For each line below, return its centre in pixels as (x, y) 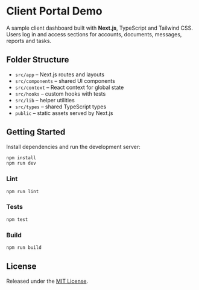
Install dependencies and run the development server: (73, 147)
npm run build (24, 247)
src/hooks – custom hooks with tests (60, 94)
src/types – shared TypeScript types (61, 107)
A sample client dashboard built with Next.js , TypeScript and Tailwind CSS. (99, 28)
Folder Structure (38, 60)
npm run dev (21, 163)
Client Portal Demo (54, 11)
